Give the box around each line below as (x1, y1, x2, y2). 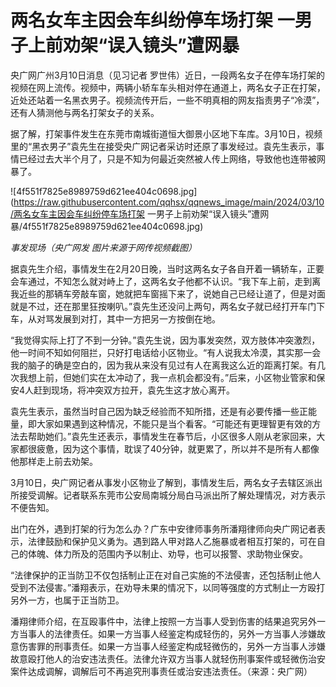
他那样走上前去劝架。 (10, 455, 98, 467)
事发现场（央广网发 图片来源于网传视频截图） (10, 241, 197, 253)
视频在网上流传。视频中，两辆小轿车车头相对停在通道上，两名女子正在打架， (10, 81, 326, 93)
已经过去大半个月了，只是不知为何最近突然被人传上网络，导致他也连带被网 (18, 152, 326, 165)
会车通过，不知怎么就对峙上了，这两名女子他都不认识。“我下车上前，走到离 (10, 275, 322, 287)
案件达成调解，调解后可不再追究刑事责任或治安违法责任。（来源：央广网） (10, 665, 313, 677)
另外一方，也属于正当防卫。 (10, 594, 125, 606)
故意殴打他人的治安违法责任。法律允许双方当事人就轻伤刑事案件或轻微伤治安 (10, 652, 326, 665)
